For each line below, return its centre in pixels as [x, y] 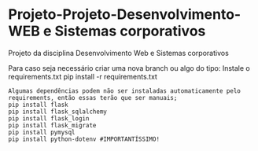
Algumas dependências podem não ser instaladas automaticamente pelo [125, 91]
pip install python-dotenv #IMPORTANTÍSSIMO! [84, 139]
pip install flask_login [49, 118]
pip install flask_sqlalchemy [58, 112]
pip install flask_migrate [52, 125]
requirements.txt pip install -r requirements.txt [83, 76]
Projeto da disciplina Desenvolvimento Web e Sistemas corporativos [119, 53]
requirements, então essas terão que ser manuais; [93, 98]
